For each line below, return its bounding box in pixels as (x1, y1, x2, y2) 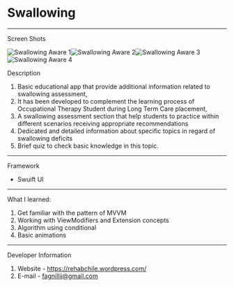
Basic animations (17, 231, 67, 239)
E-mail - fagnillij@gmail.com (17, 272, 99, 280)
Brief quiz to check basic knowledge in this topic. (17, 141, 159, 150)
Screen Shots (7, 34, 47, 42)
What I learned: (7, 195, 52, 203)
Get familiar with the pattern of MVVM (17, 208, 127, 217)
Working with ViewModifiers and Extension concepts (17, 216, 169, 224)
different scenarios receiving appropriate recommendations (17, 119, 189, 127)
